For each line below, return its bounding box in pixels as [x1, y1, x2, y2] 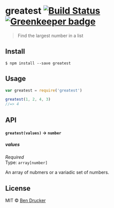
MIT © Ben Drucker [5, 197, 46, 203]
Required [5, 154, 24, 160]
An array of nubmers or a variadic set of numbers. [5, 170, 109, 176]
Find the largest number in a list [17, 32, 84, 38]
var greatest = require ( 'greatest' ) [5, 88, 82, 93]
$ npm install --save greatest [5, 61, 71, 66]
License [5, 184, 31, 192]
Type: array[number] [5, 159, 48, 165]
